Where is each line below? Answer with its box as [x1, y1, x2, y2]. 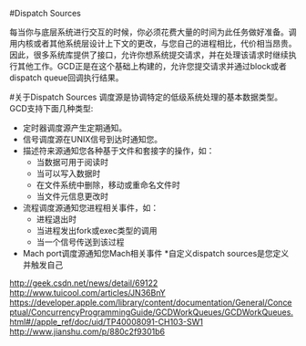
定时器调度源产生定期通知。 [22, 122, 127, 133]
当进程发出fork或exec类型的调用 [36, 225, 158, 236]
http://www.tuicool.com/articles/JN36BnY [9, 288, 166, 298]
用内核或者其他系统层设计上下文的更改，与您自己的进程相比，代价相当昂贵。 [9, 38, 297, 48]
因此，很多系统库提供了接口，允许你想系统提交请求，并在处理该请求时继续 [9, 49, 289, 60]
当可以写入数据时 [36, 168, 101, 179]
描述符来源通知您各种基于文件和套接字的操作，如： [22, 145, 215, 156]
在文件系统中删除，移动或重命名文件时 [36, 180, 180, 190]
